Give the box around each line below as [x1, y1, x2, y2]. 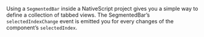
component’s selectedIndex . [6, 24, 77, 31]
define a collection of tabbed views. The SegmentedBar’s [6, 11, 150, 18]
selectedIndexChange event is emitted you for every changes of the [6, 18, 174, 24]
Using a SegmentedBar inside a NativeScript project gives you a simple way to [6, 5, 199, 12]
